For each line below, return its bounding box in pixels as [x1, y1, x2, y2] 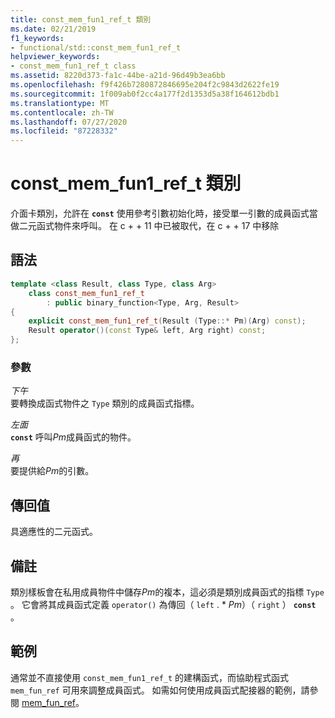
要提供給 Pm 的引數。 [10, 465, 95, 477]
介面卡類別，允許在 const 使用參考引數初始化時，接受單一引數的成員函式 [10, 207, 310, 220]
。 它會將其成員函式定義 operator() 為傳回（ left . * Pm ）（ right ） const [10, 598, 317, 610]
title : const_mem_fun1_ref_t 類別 [10, 14, 152, 25]
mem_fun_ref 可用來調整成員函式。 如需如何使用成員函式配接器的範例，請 [10, 684, 310, 696]
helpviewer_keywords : [10, 52, 101, 62]
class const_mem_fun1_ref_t [28, 288, 145, 298]
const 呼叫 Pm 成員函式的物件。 [10, 431, 137, 443]
